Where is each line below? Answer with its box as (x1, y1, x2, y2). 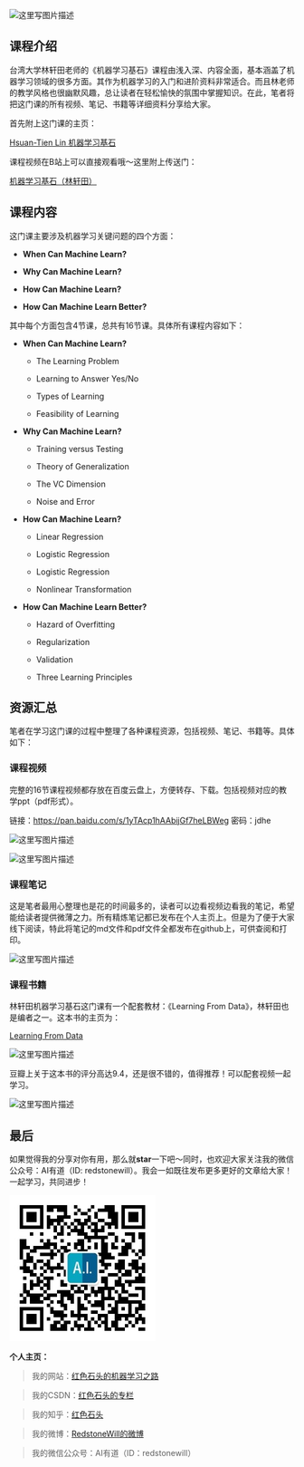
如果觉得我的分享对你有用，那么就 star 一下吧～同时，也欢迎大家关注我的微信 (9, 1153, 294, 1164)
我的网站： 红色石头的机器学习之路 (31, 1371, 159, 1382)
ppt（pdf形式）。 (16, 796, 79, 806)
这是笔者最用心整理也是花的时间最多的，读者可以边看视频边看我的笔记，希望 (9, 901, 295, 912)
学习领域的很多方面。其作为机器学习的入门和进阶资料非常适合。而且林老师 (16, 75, 295, 86)
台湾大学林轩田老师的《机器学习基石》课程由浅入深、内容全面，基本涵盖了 (9, 64, 287, 75)
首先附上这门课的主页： (9, 118, 97, 129)
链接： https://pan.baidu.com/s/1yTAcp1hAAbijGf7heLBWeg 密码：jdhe (9, 815, 271, 825)
